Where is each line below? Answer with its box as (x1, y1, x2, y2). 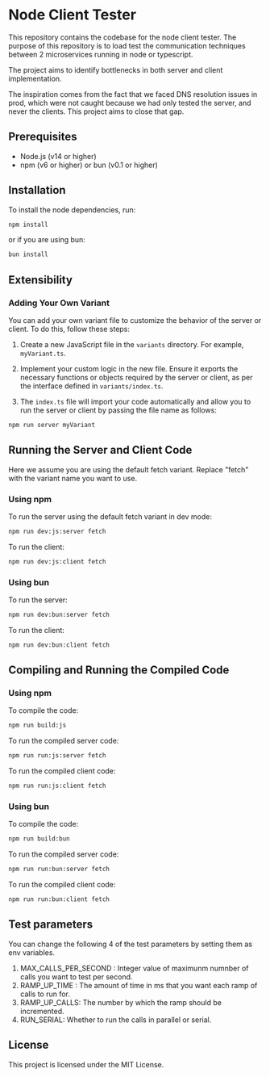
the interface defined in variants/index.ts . (19, 381, 164, 391)
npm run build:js (8, 721, 67, 730)
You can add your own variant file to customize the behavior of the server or (8, 316, 262, 325)
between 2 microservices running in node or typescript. (8, 49, 193, 59)
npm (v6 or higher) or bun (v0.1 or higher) (19, 160, 159, 170)
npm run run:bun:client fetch (8, 895, 110, 903)
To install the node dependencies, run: (8, 204, 136, 215)
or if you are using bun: (8, 235, 86, 245)
